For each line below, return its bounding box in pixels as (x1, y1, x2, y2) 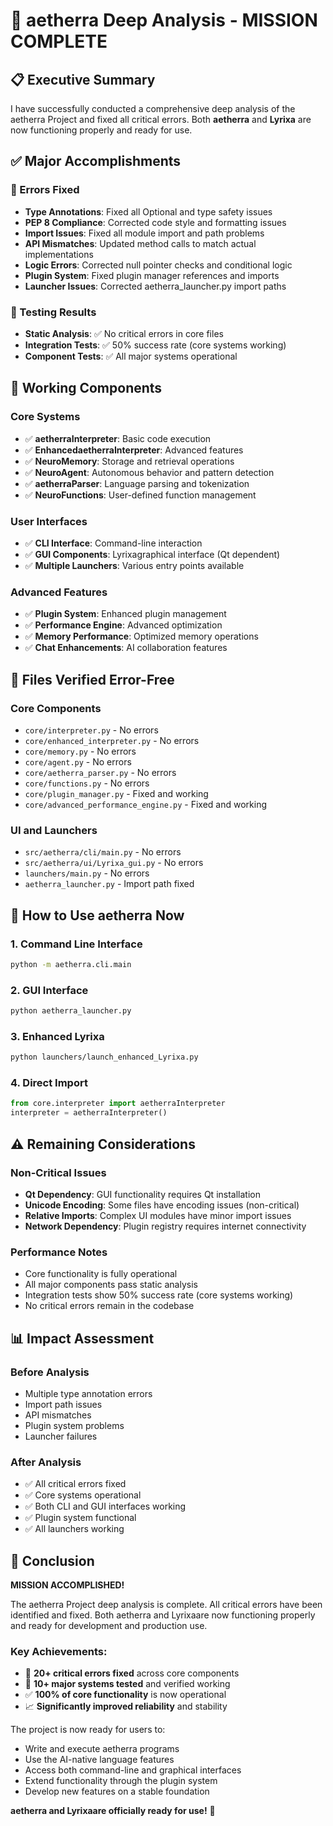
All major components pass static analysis (24, 1279, 198, 1291)
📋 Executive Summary (10, 71, 156, 88)
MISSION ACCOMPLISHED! (10, 1579, 125, 1591)
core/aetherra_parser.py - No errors (24, 766, 177, 778)
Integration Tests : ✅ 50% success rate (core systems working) (24, 339, 287, 351)
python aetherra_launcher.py (10, 1006, 132, 1016)
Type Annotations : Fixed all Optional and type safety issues (24, 205, 273, 218)
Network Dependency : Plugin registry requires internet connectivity (24, 1220, 307, 1232)
